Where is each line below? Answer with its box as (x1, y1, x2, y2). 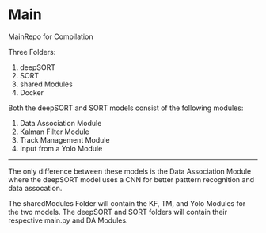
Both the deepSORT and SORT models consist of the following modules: (8, 103, 244, 113)
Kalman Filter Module (19, 127, 89, 136)
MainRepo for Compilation (8, 32, 93, 41)
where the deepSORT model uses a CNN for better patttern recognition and (8, 174, 255, 184)
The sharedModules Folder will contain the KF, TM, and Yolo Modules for (8, 198, 246, 208)
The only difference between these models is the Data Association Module (8, 166, 252, 176)
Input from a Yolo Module (19, 143, 103, 153)
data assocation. (8, 183, 63, 193)
